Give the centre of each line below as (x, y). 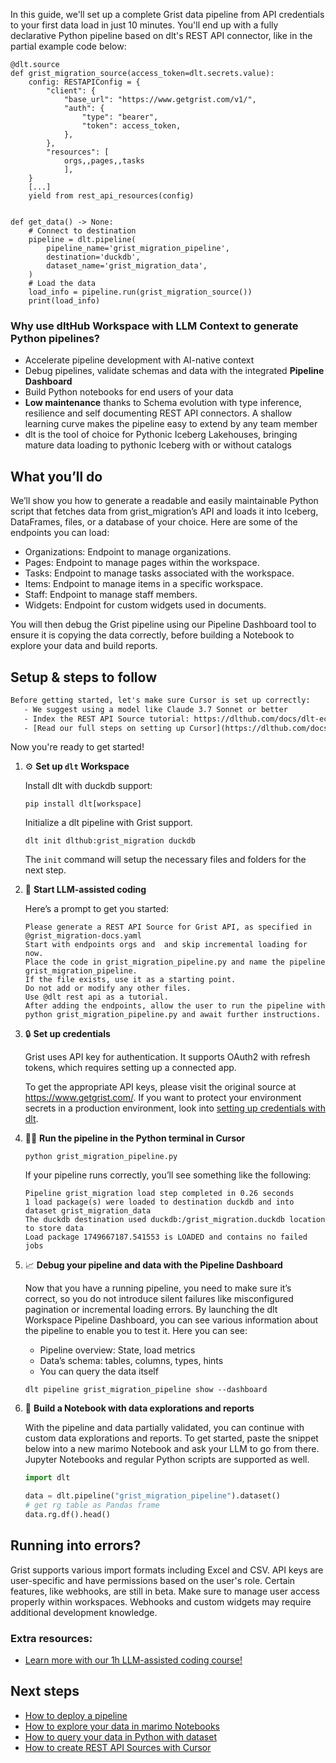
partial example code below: (68, 46)
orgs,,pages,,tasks (104, 161)
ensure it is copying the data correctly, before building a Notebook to (152, 635)
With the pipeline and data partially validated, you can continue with (164, 1428)
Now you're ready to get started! (77, 747)
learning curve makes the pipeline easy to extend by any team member (171, 424)
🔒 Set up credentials (67, 1034)
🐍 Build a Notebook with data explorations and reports (139, 1408)
